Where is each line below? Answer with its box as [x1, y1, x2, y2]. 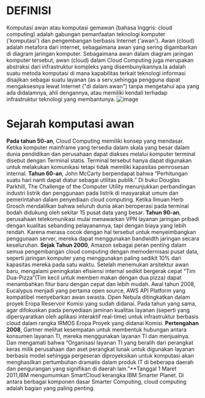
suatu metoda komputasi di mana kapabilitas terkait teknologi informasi [6, 69, 186, 77]
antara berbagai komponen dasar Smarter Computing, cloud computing [6, 378, 187, 385]
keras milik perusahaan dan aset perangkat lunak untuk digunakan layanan [6, 345, 195, 353]
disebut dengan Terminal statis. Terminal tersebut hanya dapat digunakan [6, 157, 192, 164]
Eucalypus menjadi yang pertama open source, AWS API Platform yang [6, 287, 185, 294]
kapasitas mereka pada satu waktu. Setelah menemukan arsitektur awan [6, 261, 189, 268]
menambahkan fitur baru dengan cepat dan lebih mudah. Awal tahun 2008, [6, 280, 196, 288]
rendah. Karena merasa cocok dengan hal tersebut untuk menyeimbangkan [6, 228, 196, 236]
